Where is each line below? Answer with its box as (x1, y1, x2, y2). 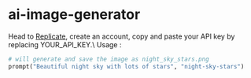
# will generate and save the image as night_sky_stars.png (8, 55, 210, 63)
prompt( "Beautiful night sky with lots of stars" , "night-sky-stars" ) (8, 62, 245, 70)
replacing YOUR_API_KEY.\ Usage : (8, 39, 122, 49)
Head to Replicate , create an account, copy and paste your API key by (8, 32, 235, 41)
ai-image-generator (8, 6, 141, 24)
